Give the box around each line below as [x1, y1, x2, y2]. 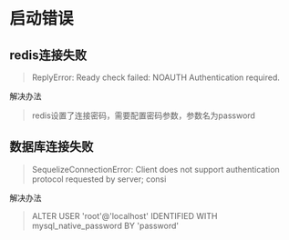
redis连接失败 [9, 47, 88, 63]
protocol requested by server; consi [31, 174, 167, 185]
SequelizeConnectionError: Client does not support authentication [31, 164, 280, 175]
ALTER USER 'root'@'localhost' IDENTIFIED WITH [31, 210, 218, 221]
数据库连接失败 [9, 139, 94, 155]
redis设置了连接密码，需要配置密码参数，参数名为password [31, 110, 255, 121]
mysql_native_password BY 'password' [31, 220, 180, 231]
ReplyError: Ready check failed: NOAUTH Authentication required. [31, 72, 281, 83]
